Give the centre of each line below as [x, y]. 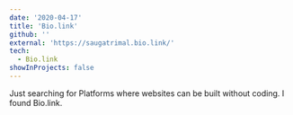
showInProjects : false [52, 68]
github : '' [30, 34]
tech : [19, 51]
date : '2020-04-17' [46, 18]
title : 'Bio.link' [44, 26]
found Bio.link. [36, 102]
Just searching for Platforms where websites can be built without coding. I [147, 93]
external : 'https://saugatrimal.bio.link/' [92, 43]
